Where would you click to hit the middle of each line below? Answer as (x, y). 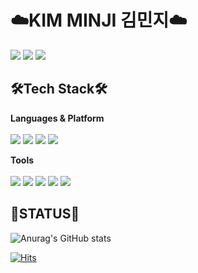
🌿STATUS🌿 (45, 214)
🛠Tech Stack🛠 (59, 89)
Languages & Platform (57, 118)
